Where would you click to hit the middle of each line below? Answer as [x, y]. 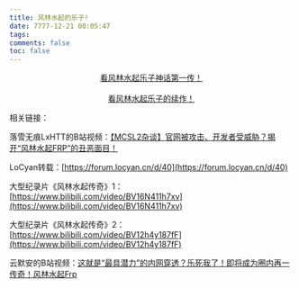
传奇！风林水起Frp [43, 274]
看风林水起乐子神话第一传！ [151, 78]
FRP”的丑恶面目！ [86, 148]
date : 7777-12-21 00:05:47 [60, 26]
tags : [19, 34]
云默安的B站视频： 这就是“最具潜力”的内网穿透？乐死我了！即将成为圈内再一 [149, 263]
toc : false [30, 51]
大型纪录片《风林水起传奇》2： [67, 225]
